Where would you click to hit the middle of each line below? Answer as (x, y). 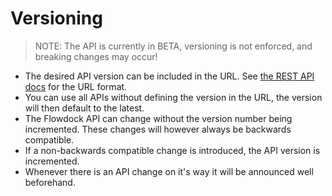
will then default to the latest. (84, 108)
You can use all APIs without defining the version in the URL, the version (173, 97)
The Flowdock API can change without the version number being (158, 118)
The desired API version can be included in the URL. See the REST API (169, 76)
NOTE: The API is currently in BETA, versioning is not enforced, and (173, 46)
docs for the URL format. (76, 86)
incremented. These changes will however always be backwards (158, 129)
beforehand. (50, 182)
